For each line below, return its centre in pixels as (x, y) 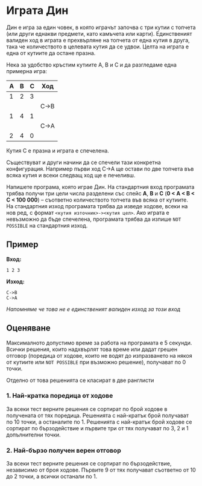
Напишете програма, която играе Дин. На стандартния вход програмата (100, 187)
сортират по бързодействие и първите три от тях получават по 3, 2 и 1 (97, 428)
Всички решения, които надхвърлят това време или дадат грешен (92, 349)
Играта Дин (37, 11)
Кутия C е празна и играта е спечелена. (58, 150)
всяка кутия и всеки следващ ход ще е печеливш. (71, 175)
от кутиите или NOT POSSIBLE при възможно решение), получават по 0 (96, 362)
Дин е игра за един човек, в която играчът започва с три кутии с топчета (101, 27)
